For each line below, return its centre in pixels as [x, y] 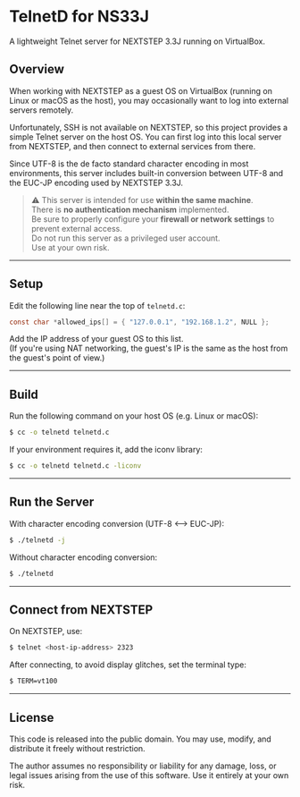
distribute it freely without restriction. [77, 748]
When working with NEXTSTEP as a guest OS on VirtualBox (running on [141, 90]
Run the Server [52, 502]
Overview [37, 69]
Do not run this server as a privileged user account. [125, 238]
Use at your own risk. [70, 247]
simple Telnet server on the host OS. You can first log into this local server [146, 137]
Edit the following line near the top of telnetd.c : [97, 305]
